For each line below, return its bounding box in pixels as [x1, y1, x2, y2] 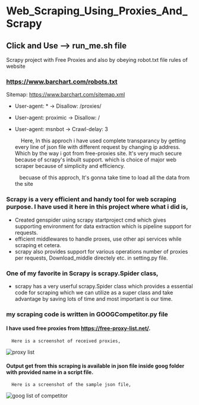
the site [14, 180, 34, 188]
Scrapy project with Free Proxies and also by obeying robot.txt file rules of [6, 57, 188, 63]
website [6, 63, 26, 70]
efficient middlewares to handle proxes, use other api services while [14, 235, 182, 242]
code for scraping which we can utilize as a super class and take [14, 289, 173, 296]
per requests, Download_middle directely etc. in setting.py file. [14, 254, 168, 261]
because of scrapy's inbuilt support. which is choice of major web [14, 156, 177, 163]
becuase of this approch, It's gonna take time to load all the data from [19, 174, 190, 181]
